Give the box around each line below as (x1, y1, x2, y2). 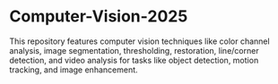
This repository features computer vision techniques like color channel (9, 36, 271, 46)
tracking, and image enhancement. (9, 64, 138, 75)
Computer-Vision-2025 (9, 6, 188, 27)
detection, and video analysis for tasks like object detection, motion (9, 55, 259, 65)
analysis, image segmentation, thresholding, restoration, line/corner (9, 45, 259, 55)
